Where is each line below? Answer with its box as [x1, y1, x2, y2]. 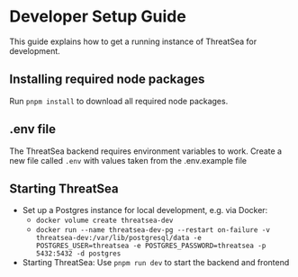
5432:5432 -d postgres [35, 249, 122, 258]
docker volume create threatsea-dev [35, 216, 174, 226]
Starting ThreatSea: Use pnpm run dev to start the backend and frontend [22, 257, 290, 268]
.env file [9, 121, 57, 137]
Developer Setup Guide [9, 6, 186, 27]
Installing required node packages [9, 72, 205, 87]
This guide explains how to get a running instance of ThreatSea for [9, 36, 257, 47]
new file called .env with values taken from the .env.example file [9, 155, 248, 165]
